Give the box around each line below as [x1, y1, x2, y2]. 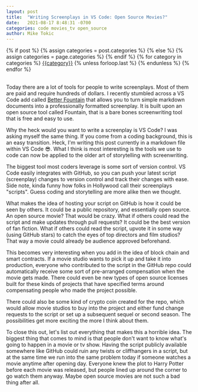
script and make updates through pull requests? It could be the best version [6, 219, 190, 226]
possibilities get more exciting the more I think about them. [6, 317, 149, 324]
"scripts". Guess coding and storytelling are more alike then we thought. [6, 188, 181, 195]
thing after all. [6, 379, 40, 386]
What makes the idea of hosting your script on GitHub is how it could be [6, 200, 181, 207]
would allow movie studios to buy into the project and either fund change [6, 304, 184, 311]
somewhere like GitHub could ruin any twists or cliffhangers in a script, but [6, 348, 188, 355]
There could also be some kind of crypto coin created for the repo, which [6, 298, 185, 306]
